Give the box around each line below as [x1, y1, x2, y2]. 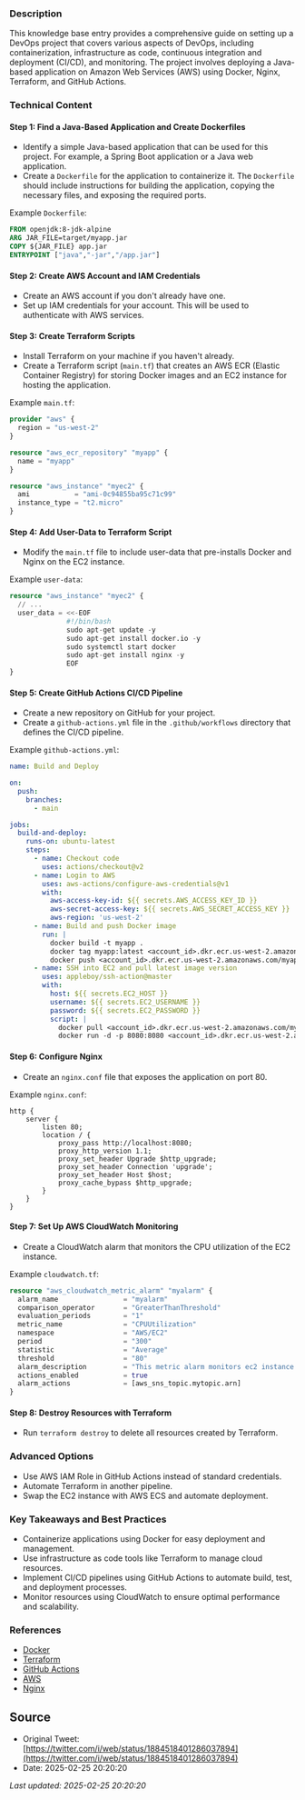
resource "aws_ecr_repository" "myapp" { [9, 448, 169, 457]
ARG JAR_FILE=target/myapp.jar [9, 234, 128, 243]
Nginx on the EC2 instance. [22, 556, 125, 567]
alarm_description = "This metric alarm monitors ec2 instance [17, 1362, 295, 1371]
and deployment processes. [22, 1581, 127, 1593]
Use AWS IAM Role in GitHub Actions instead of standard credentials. [22, 1471, 282, 1482]
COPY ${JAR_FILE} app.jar [9, 242, 107, 252]
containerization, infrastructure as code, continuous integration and [9, 47, 262, 58]
